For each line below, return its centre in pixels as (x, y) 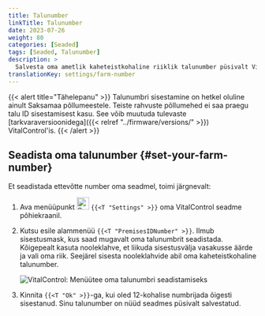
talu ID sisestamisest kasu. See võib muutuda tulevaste (97, 113)
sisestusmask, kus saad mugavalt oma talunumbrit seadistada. (121, 239)
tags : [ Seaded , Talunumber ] (54, 52)
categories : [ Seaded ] (44, 45)
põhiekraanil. (41, 216)
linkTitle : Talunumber (45, 23)
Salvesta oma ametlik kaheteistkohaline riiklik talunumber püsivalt (132, 67)
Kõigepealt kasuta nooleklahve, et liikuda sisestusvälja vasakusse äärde (136, 248)
